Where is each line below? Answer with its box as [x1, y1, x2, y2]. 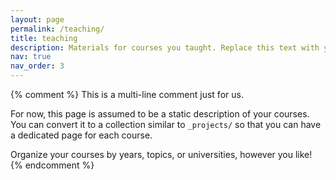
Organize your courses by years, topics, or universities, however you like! [10, 149, 313, 160]
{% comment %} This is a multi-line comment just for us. [10, 89, 244, 100]
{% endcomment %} [10, 159, 95, 171]
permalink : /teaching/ [10, 24, 105, 34]
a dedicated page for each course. [10, 129, 153, 141]
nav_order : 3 [10, 61, 65, 71]
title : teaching [10, 33, 78, 43]
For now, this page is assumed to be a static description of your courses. [10, 108, 310, 120]
